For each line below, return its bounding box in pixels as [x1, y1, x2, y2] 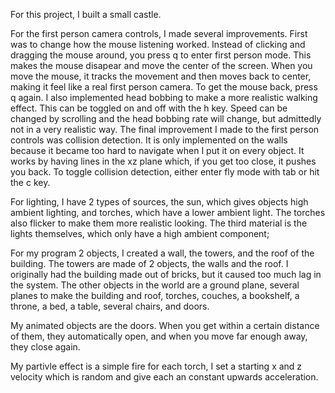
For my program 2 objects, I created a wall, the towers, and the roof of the [10, 247, 315, 259]
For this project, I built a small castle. [10, 9, 162, 20]
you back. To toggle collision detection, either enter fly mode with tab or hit [10, 166, 320, 178]
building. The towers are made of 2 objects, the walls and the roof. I [10, 258, 289, 269]
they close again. [10, 341, 81, 353]
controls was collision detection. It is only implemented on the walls [10, 134, 288, 146]
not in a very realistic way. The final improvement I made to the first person [10, 124, 320, 135]
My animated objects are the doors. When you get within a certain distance [10, 320, 320, 331]
